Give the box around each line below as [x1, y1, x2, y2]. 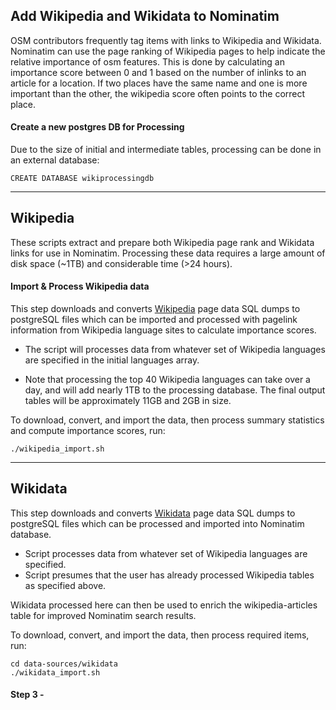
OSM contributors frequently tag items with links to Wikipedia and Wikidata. [10, 34, 322, 46]
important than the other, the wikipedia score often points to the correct [10, 87, 306, 99]
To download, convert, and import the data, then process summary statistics [10, 414, 325, 426]
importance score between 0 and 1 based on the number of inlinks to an [10, 66, 307, 78]
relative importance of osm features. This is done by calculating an [10, 55, 285, 68]
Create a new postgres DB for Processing [10, 121, 185, 133]
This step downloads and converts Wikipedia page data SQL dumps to [10, 303, 301, 315]
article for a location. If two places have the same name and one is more [10, 77, 308, 89]
